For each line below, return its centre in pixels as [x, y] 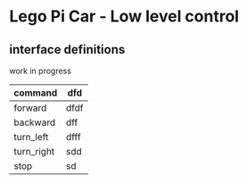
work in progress [40, 71]
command [36, 93]
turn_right [34, 151]
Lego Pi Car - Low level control [124, 17]
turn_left [31, 137]
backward [35, 122]
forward [30, 108]
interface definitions [67, 50]
